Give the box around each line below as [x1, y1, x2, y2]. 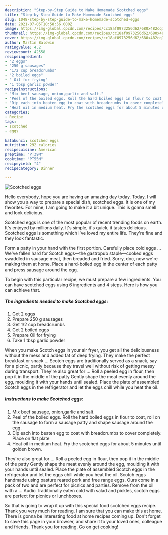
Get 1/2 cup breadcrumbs [12, 322, 65, 328]
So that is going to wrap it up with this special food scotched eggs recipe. [5, 503, 157, 509]
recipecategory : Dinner [5, 166, 55, 171]
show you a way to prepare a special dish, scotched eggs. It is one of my [5, 199, 155, 205]
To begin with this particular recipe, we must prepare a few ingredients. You [5, 276, 161, 282]
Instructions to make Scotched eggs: [5, 396, 84, 402]
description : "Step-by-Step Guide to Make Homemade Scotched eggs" [5, 7, 149, 13]
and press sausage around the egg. [5, 266, 78, 273]
